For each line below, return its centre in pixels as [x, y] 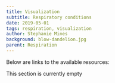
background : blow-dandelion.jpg [46, 39]
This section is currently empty [44, 73]
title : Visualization [33, 12]
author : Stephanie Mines [37, 34]
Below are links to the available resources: [58, 62]
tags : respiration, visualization [49, 28]
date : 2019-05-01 [28, 23]
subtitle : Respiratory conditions [49, 17]
